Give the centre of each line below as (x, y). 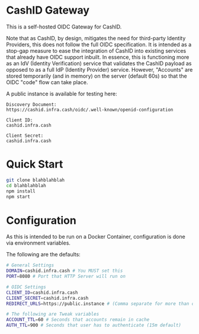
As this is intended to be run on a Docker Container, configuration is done (96, 237)
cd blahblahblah (26, 185)
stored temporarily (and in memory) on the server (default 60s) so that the (97, 76)
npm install (21, 191)
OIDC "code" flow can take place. (47, 82)
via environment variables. (38, 243)
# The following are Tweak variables (53, 314)
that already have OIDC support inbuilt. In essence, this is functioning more (98, 57)
